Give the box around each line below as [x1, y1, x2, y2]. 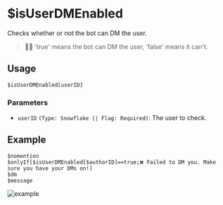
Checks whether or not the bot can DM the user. [7, 29, 148, 37]
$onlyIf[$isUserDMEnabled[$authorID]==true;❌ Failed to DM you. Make [7, 159, 217, 166]
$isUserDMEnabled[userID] [7, 81, 83, 88]
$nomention [7, 152, 39, 159]
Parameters [7, 98, 48, 107]
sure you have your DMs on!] [7, 164, 93, 172]
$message [7, 177, 33, 184]
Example [7, 134, 46, 146]
